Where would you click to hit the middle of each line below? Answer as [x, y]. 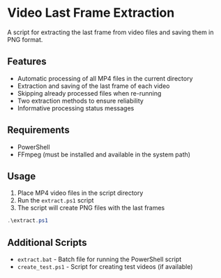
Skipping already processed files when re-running [89, 93]
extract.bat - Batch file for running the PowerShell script [99, 259]
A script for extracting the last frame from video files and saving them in [110, 32]
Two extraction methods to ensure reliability [81, 101]
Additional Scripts [47, 242]
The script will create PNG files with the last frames [91, 208]
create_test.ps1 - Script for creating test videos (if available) [105, 267]
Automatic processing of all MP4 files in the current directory [105, 78]
